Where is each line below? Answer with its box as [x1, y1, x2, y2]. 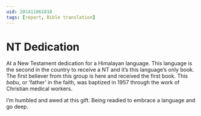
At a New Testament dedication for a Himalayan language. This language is [6, 60, 193, 67]
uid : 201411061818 [6, 8, 52, 15]
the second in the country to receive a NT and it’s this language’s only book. [6, 66, 194, 74]
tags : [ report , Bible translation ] [6, 14, 96, 20]
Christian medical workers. [6, 85, 73, 93]
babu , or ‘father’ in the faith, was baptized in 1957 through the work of [6, 79, 180, 86]
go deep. [6, 103, 29, 111]
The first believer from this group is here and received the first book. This [6, 72, 188, 80]
